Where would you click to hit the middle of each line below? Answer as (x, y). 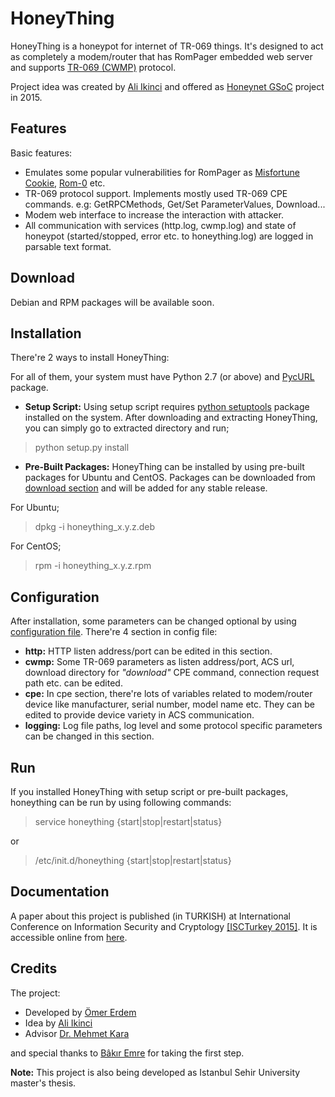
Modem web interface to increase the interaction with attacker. (154, 214)
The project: (35, 993)
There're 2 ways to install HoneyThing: (90, 358)
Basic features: (41, 153)
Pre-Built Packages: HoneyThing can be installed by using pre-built (164, 467)
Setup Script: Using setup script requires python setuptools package (167, 407)
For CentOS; (36, 546)
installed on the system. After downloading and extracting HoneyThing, (171, 418)
